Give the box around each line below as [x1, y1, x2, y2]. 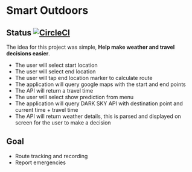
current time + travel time [14, 106, 78, 113]
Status [6, 28, 32, 38]
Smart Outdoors [6, 4, 89, 17]
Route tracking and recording [14, 152, 88, 159]
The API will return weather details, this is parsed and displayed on [14, 112, 181, 120]
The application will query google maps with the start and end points [14, 81, 186, 88]
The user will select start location [14, 61, 98, 69]
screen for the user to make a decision [14, 119, 111, 126]
